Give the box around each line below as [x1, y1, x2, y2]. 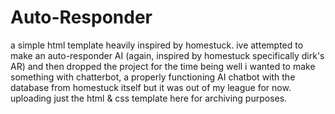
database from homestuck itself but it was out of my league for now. [10, 81, 292, 93]
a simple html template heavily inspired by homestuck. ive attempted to [10, 39, 304, 51]
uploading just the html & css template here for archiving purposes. [10, 92, 288, 104]
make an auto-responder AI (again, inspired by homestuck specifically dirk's [10, 49, 325, 61]
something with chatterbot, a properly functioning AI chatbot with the [10, 71, 296, 83]
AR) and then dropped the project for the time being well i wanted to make [10, 60, 316, 72]
